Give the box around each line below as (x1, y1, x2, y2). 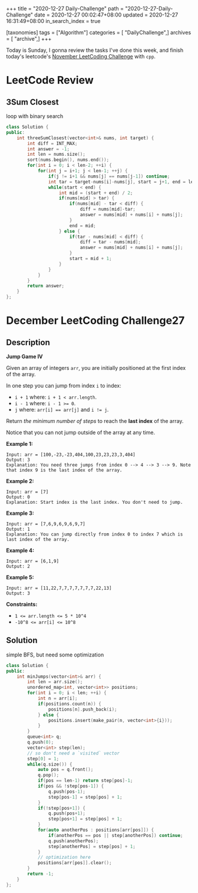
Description (6, 337, 50, 347)
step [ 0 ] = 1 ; (27, 756, 60, 761)
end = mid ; (69, 222, 96, 229)
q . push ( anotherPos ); (48, 838, 99, 844)
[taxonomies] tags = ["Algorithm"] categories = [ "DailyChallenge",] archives (6, 29, 192, 36)
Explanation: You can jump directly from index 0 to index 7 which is (6, 531, 183, 537)
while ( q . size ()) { (27, 761, 72, 767)
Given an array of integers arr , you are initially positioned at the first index (6, 365, 186, 371)
